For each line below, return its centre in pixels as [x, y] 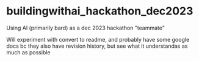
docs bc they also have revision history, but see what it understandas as [97, 46]
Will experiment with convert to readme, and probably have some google [98, 39]
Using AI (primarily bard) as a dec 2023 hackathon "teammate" [85, 28]
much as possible [28, 52]
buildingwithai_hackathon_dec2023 [100, 11]
